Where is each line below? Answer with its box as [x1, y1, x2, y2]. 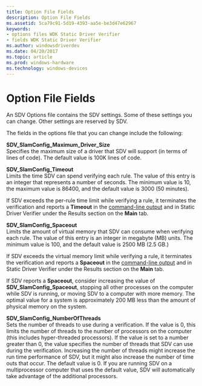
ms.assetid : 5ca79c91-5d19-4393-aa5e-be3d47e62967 [6, 20, 137, 26]
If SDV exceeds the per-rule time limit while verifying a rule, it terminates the [6, 197, 197, 204]
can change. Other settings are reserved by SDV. [6, 118, 128, 125]
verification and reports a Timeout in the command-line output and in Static [6, 204, 195, 211]
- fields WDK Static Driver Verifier [6, 37, 102, 43]
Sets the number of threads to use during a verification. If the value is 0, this [6, 321, 196, 328]
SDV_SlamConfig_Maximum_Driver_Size [6, 141, 110, 148]
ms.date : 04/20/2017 [6, 48, 59, 55]
